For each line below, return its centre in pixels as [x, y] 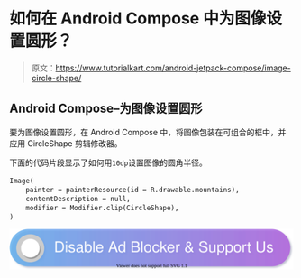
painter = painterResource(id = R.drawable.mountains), [133, 190]
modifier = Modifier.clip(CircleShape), [102, 208]
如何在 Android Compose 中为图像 [138, 19]
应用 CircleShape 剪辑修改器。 [66, 143]
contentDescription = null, [78, 199]
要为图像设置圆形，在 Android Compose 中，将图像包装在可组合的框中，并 [148, 132]
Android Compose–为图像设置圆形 [106, 109]
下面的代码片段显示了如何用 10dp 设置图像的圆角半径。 [108, 162]
